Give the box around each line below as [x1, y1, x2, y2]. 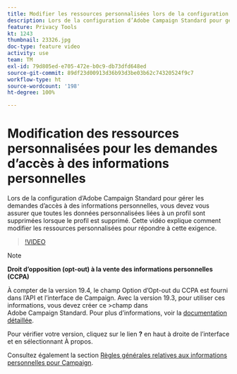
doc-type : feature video [7, 43, 80, 50]
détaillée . [7, 316, 34, 325]
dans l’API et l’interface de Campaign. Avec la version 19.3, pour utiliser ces [7, 294, 226, 302]
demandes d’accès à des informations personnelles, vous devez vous [7, 202, 209, 210]
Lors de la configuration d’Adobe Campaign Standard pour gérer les [7, 194, 205, 203]
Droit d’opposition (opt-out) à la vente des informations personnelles [7, 265, 213, 274]
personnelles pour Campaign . [7, 358, 94, 367]
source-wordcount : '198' [7, 83, 80, 90]
